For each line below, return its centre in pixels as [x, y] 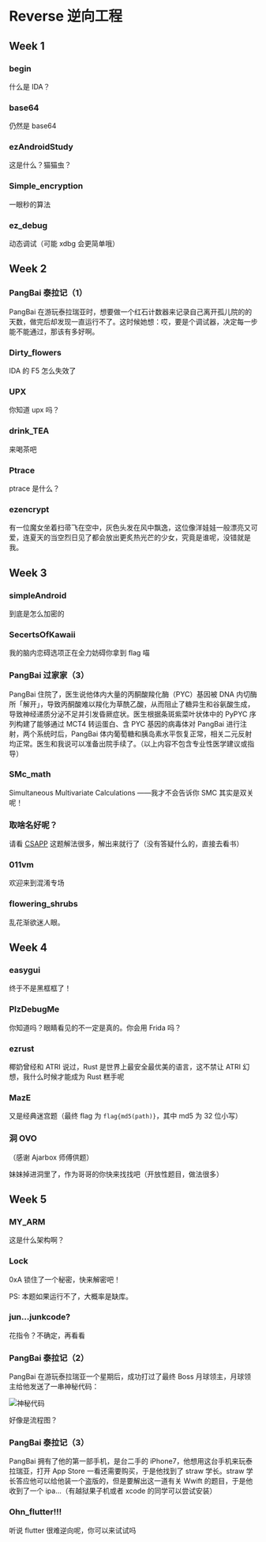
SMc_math [30, 774]
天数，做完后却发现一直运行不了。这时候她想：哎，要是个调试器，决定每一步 [133, 321]
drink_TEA [29, 431]
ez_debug [28, 225]
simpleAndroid [38, 595]
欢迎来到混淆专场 [37, 883]
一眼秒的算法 [30, 204]
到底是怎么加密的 [37, 613]
